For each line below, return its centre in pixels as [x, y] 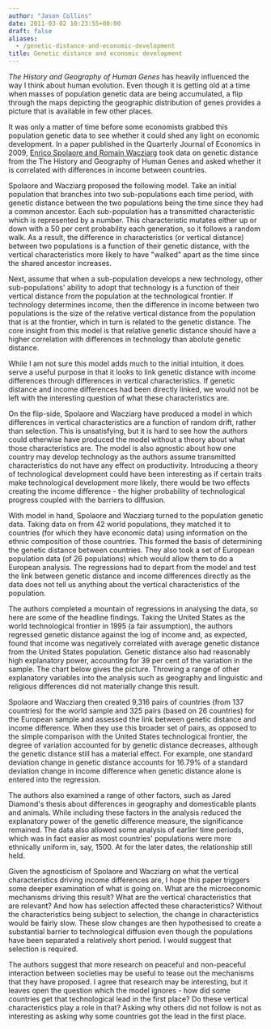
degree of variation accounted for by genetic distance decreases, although [133, 745]
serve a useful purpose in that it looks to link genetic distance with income [132, 372]
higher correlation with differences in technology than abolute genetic [125, 339]
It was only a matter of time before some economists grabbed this [118, 127]
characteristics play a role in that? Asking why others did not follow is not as [135, 1008]
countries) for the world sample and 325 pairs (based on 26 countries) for [131, 711]
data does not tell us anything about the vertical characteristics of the [124, 584]
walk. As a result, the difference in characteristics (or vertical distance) [126, 237]
